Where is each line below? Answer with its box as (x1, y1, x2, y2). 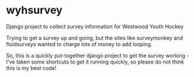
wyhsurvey (6, 4, 63, 17)
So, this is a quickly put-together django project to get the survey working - (6, 52, 189, 59)
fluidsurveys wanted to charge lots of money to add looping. (6, 41, 153, 48)
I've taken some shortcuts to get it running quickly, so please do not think (6, 58, 185, 65)
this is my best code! (6, 64, 57, 71)
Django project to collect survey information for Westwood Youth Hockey (6, 23, 184, 30)
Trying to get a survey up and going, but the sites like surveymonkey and (6, 34, 183, 41)
